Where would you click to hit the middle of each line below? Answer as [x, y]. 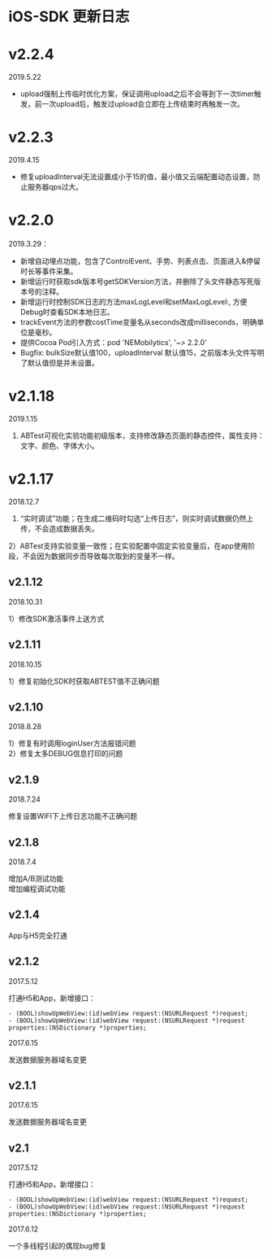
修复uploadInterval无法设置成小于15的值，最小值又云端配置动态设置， [137, 177]
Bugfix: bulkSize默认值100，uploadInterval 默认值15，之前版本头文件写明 [142, 352]
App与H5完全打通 [38, 935]
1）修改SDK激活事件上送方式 [56, 619]
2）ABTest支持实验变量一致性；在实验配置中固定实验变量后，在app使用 [128, 545]
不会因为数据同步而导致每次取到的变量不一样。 [101, 556]
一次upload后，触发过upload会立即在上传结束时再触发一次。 [143, 104]
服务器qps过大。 [55, 187]
